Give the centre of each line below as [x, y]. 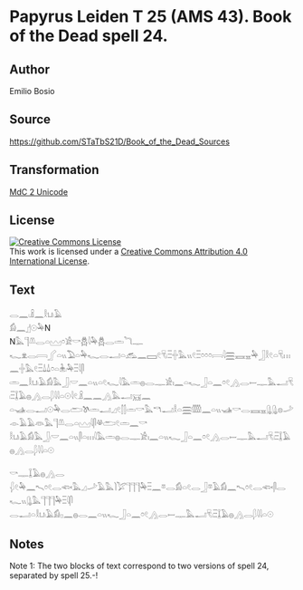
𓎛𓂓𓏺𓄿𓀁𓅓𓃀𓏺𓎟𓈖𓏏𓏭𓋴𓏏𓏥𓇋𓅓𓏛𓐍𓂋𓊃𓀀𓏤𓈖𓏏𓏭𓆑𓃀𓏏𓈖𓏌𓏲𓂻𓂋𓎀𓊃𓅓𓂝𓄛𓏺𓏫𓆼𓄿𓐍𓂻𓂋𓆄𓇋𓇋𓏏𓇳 [150, 437]
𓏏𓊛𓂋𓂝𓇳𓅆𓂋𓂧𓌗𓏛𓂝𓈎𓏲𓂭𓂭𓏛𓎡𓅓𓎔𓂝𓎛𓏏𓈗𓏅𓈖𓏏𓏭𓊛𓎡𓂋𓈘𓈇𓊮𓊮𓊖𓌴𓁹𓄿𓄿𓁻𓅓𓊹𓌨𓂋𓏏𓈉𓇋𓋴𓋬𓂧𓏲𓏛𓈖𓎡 [151, 410]
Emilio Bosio [32, 91]
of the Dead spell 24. [89, 36]
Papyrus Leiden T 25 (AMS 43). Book [151, 17]
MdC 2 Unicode [39, 191]
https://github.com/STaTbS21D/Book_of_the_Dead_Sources [120, 141]
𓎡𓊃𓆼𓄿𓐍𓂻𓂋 [37, 474]
